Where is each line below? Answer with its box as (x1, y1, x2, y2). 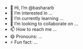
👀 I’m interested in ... (10, 10, 53, 16)
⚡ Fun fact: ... (10, 39, 38, 45)
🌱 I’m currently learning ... (10, 15, 64, 21)
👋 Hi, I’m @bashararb (10, 5, 54, 10)
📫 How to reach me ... (10, 26, 57, 32)
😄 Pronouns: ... (10, 33, 43, 39)
